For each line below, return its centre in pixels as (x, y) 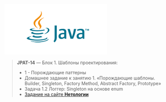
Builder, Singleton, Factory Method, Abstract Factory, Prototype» (93, 83)
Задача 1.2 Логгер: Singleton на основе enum (74, 89)
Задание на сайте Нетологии (56, 94)
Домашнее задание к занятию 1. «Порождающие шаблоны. (90, 78)
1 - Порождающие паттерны (55, 73)
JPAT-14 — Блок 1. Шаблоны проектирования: (67, 63)
